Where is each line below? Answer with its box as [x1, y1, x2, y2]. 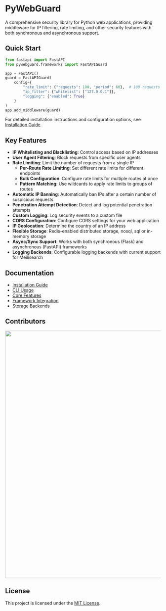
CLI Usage [12, 287, 34, 293]
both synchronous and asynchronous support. [5, 30, 100, 36]
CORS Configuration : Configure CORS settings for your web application [12, 218, 159, 224]
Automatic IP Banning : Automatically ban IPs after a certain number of [12, 191, 157, 197]
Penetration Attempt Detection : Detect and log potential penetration [12, 202, 152, 208]
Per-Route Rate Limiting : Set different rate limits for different [19, 165, 144, 171]
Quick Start [5, 44, 41, 52]
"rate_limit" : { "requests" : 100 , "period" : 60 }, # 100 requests [23, 85, 161, 90]
